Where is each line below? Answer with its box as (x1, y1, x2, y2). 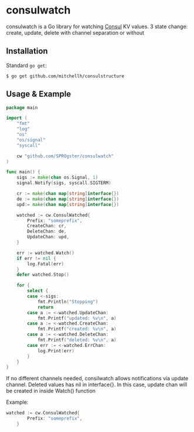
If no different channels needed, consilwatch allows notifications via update (6, 375, 189, 382)
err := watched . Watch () (16, 250, 75, 256)
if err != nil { (16, 255, 57, 261)
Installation (6, 46, 48, 56)
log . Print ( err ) (37, 347, 75, 354)
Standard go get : (6, 62, 47, 69)
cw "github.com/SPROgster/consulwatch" (16, 153, 114, 159)
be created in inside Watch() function (6, 387, 96, 394)
